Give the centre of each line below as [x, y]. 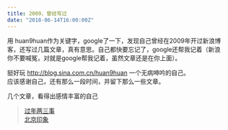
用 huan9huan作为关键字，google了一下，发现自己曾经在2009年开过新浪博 [114, 40]
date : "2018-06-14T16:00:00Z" [51, 20]
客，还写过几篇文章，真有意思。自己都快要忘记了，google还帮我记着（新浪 [114, 49]
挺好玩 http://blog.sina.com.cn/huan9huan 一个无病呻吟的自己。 [98, 73]
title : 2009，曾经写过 [37, 13]
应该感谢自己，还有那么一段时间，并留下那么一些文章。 [86, 81]
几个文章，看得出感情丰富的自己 [53, 96]
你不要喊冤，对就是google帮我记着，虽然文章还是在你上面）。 [94, 58]
